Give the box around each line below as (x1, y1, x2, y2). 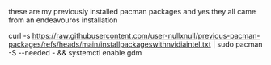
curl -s (8, 31, 31, 40)
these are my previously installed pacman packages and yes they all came (8, 7, 256, 16)
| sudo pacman (213, 39, 263, 49)
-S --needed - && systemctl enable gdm (8, 48, 142, 57)
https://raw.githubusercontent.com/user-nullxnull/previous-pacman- (32, 31, 260, 40)
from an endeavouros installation (8, 15, 118, 25)
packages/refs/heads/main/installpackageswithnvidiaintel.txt (8, 39, 212, 49)
